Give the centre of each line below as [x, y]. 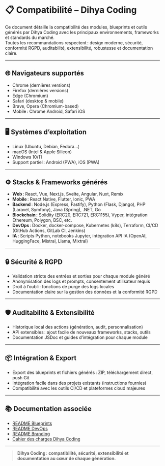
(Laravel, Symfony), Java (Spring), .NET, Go [56, 210]
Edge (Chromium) [30, 96]
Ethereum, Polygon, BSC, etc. [42, 220]
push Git [21, 377]
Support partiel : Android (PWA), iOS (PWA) [56, 162]
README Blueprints [32, 423]
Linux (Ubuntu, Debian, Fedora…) [46, 146]
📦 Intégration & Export [41, 358]
